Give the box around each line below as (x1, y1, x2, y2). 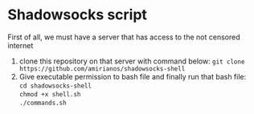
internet (7, 40, 34, 50)
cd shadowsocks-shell (18, 82, 92, 90)
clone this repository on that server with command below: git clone (18, 56, 245, 66)
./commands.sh (18, 99, 67, 107)
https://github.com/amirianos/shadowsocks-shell (18, 64, 186, 73)
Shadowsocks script (7, 6, 148, 24)
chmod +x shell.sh (18, 90, 81, 98)
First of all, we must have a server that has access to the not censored (7, 32, 240, 42)
